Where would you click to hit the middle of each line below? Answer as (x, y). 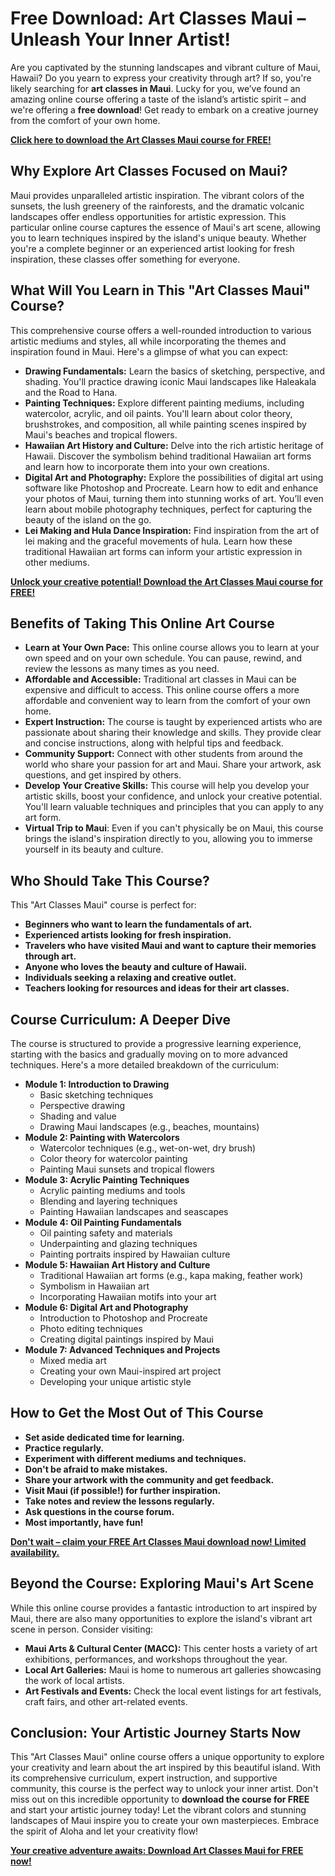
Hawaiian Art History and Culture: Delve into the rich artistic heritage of (174, 445)
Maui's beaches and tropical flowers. (101, 434)
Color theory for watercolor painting (113, 1158)
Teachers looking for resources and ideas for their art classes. (157, 988)
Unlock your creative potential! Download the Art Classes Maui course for (166, 581)
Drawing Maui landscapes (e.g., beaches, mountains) (149, 1126)
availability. (35, 1552)
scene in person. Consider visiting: (82, 1629)
